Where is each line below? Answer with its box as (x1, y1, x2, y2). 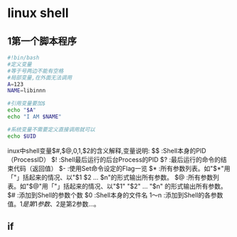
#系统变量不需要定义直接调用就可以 (7, 126, 96, 133)
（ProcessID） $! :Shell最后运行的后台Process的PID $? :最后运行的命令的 (7, 155, 221, 164)
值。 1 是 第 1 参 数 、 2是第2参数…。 (7, 199, 101, 208)
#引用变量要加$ (7, 100, 46, 107)
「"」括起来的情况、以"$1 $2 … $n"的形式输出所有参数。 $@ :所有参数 (7, 172, 214, 182)
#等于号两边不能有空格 (7, 67, 64, 75)
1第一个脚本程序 (7, 35, 77, 47)
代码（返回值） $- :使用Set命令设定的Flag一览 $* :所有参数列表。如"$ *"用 (13, 164, 231, 172)
